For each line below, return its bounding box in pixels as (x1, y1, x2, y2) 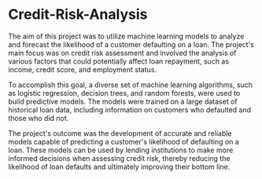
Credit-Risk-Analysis (8, 5, 148, 24)
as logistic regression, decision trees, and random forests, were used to (8, 88, 241, 97)
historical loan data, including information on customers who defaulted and (8, 104, 252, 115)
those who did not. (8, 113, 69, 122)
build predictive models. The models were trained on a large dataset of (8, 97, 238, 106)
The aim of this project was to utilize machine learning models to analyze (8, 31, 245, 41)
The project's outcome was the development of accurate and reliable (8, 128, 232, 138)
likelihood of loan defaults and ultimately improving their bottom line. (8, 162, 231, 171)
